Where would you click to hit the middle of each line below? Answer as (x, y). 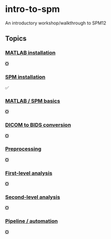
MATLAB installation (30, 53)
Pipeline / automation (32, 221)
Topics (16, 39)
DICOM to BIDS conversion (38, 125)
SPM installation (25, 77)
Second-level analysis (33, 197)
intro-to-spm (33, 9)
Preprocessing (23, 149)
